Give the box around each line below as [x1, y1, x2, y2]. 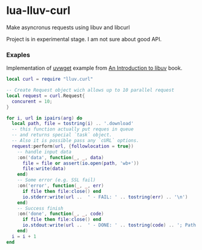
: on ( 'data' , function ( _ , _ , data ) [17, 154, 104, 161]
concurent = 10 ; [11, 98, 53, 104]
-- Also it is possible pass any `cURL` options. [11, 138, 139, 144]
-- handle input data [17, 149, 71, 155]
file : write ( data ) [22, 166, 67, 172]
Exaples [6, 50, 30, 59]
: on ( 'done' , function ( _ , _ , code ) [17, 211, 104, 217]
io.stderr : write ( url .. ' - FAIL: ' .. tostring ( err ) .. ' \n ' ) [22, 194, 188, 200]
